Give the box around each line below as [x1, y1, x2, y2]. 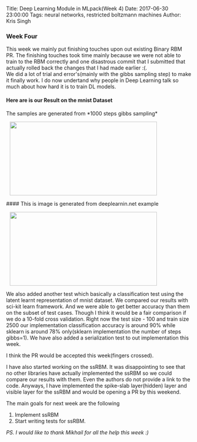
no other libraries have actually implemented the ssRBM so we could [6, 370, 172, 377]
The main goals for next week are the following [6, 400, 120, 407]
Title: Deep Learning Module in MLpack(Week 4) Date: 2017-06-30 [6, 5, 169, 12]
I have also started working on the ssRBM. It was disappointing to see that [6, 363, 185, 370]
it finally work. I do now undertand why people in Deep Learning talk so [6, 77, 179, 84]
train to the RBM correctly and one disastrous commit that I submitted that [6, 58, 186, 65]
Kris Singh [6, 18, 31, 24]
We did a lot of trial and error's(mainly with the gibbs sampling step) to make [6, 71, 192, 78]
